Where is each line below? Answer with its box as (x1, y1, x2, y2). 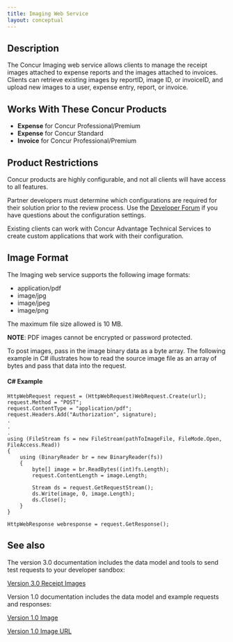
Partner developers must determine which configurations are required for (7, 196, 218, 204)
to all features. (7, 182, 49, 191)
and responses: (7, 600, 52, 608)
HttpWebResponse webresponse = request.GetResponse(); (7, 520, 170, 528)
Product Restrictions (7, 157, 99, 169)
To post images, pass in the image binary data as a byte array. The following (7, 346, 226, 355)
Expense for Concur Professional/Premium (17, 122, 140, 130)
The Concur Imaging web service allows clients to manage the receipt (7, 61, 207, 70)
